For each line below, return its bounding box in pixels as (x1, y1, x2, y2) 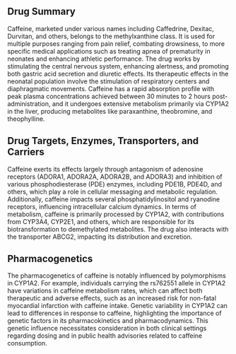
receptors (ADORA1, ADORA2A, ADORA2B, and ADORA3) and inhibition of (7, 172, 223, 181)
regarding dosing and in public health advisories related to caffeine (7, 331, 203, 340)
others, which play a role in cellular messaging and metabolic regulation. (7, 187, 218, 196)
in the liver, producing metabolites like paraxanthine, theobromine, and (7, 107, 213, 115)
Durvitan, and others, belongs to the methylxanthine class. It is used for (7, 32, 216, 40)
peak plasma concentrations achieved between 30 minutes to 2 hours (7, 92, 211, 100)
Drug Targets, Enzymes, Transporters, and (7, 135, 199, 147)
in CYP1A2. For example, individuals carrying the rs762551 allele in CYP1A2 (7, 279, 226, 288)
